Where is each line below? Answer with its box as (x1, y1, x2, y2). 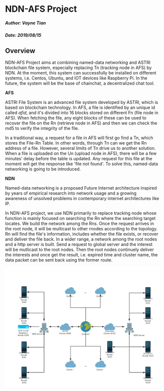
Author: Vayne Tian (5, 20, 46, 25)
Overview (5, 47, 36, 55)
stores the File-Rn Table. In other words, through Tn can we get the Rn (5, 140, 147, 146)
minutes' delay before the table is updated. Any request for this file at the (5, 155, 153, 161)
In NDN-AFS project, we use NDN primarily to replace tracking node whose (5, 210, 157, 216)
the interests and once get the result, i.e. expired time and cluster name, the (5, 251, 158, 258)
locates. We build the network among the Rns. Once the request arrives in (5, 220, 154, 226)
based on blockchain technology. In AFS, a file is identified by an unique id (5, 104, 155, 110)
